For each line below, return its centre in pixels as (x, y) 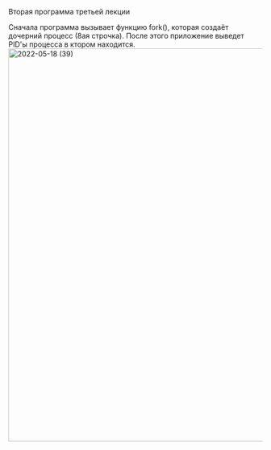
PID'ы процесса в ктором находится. (72, 44)
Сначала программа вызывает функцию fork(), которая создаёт (119, 27)
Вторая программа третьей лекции (69, 12)
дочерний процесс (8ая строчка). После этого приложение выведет (126, 36)
